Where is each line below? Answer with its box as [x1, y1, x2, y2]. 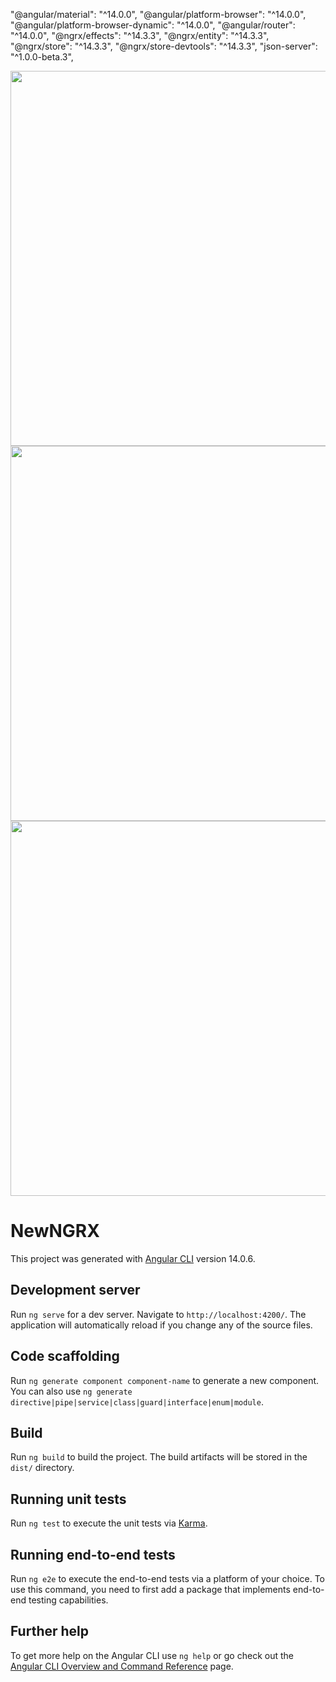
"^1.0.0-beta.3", [10, 51, 74, 63]
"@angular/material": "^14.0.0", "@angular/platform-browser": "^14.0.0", [10, 9, 307, 20]
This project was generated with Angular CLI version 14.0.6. [10, 1252, 256, 1264]
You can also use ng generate [10, 1385, 133, 1397]
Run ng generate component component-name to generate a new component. [10, 1374, 320, 1386]
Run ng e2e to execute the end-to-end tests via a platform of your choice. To [10, 1573, 326, 1584]
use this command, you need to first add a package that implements [10, 1584, 291, 1595]
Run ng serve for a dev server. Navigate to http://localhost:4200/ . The [10, 1308, 307, 1320]
